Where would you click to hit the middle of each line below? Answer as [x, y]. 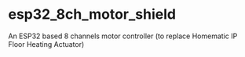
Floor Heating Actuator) [46, 44]
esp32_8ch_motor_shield [92, 14]
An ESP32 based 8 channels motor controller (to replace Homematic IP [123, 36]
